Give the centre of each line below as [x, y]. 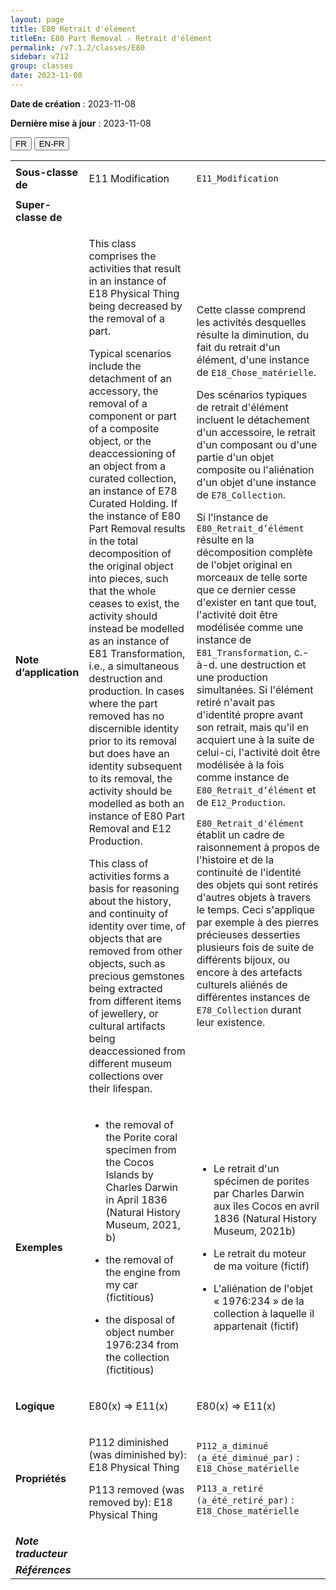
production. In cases [136, 691]
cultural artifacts [127, 1026]
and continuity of [128, 913]
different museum [130, 1063]
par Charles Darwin [259, 1193]
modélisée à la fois [240, 764]
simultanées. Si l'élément [255, 689]
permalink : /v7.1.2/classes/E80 [77, 47]
